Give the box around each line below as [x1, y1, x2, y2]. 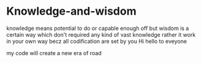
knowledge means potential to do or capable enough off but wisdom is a [6, 24, 189, 32]
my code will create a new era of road [6, 49, 102, 56]
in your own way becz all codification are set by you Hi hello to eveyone [6, 37, 187, 45]
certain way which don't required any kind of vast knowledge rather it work [6, 31, 196, 38]
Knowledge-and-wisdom [6, 4, 137, 18]
